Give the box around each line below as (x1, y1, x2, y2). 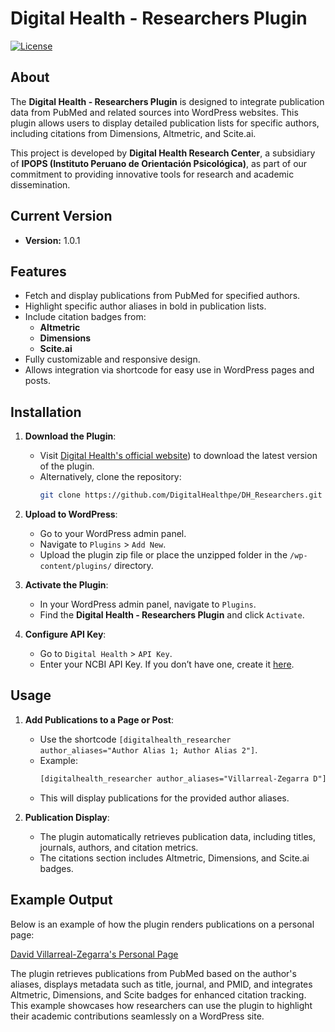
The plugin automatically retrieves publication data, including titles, (39, 830, 317, 842)
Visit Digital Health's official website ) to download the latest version (39, 450, 318, 462)
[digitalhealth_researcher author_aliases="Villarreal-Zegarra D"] (39, 773, 327, 784)
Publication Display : (24, 811, 110, 823)
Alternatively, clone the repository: (39, 471, 182, 483)
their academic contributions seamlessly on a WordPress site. (10, 1010, 265, 1022)
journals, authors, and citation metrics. (39, 841, 199, 853)
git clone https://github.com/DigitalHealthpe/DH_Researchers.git (39, 490, 323, 501)
